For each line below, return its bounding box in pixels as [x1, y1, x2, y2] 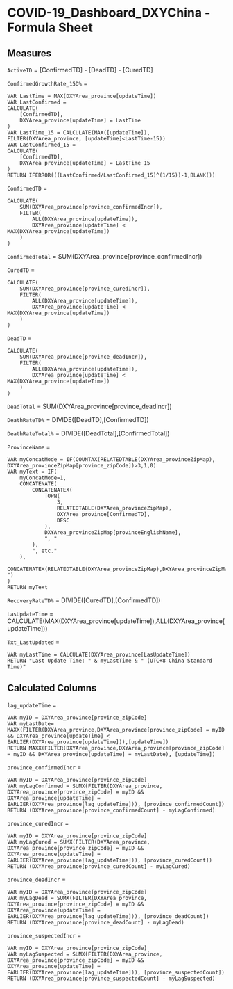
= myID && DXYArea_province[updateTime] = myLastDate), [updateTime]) [7, 750, 216, 757]
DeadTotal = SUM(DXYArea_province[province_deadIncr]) [7, 402, 172, 410]
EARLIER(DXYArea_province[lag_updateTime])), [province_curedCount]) [7, 857, 213, 864]
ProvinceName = [7, 443, 51, 451]
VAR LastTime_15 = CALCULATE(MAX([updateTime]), [7, 129, 150, 136]
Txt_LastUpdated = [7, 638, 60, 646]
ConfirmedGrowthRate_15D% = [7, 79, 88, 88]
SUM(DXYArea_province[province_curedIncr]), [19, 285, 150, 292]
